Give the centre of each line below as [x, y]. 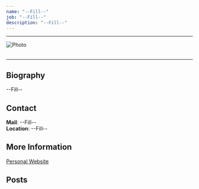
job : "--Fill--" [26, 17]
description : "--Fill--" [37, 22]
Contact [21, 108]
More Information [39, 147]
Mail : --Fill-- [21, 122]
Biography [26, 75]
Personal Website [28, 161]
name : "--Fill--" [28, 12]
